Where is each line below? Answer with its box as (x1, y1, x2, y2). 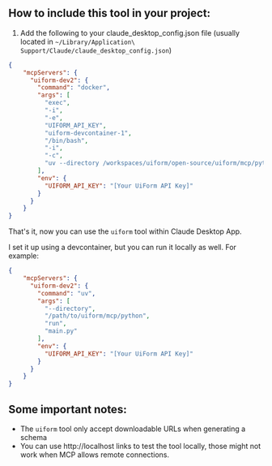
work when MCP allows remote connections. (19, 450, 170, 460)
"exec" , (44, 99, 70, 107)
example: (8, 251, 39, 261)
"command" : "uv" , (37, 289, 96, 297)
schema (19, 433, 47, 442)
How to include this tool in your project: (8, 6, 211, 20)
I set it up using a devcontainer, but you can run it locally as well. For (8, 243, 237, 252)
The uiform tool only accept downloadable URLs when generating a (19, 424, 246, 434)
